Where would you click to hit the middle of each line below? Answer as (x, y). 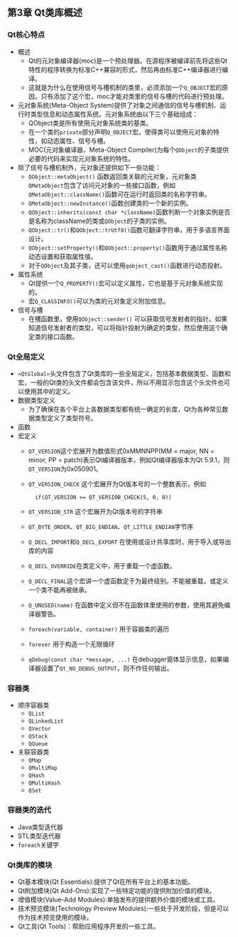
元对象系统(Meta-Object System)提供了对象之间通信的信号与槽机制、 (119, 105)
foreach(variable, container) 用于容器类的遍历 (98, 629)
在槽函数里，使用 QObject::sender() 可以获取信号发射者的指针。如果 (128, 318)
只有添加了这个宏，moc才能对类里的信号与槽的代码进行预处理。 (135, 96)
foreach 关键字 (38, 844)
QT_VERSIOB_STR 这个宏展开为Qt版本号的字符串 (96, 511)
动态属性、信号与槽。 (79, 140)
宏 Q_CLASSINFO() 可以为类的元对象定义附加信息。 (99, 300)
